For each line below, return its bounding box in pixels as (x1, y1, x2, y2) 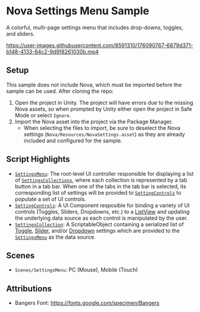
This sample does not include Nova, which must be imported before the (6, 81, 182, 88)
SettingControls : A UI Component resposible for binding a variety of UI (14, 201, 190, 209)
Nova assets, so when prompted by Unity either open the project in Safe (14, 105, 192, 113)
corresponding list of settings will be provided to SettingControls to (14, 189, 182, 196)
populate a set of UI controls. (14, 195, 86, 202)
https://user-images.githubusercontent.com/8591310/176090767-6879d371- (6, 42, 193, 49)
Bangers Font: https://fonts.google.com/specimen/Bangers (14, 299, 160, 307)
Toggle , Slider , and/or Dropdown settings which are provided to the (14, 227, 180, 234)
